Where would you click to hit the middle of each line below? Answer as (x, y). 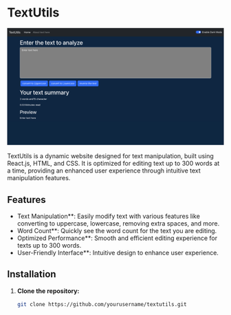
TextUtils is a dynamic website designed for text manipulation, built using (111, 156)
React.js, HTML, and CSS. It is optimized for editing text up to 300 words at (113, 164)
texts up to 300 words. (49, 245)
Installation (32, 274)
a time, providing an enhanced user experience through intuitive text (104, 171)
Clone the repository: (48, 291)
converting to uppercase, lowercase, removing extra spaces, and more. (118, 223)
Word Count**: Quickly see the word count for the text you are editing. (117, 230)
